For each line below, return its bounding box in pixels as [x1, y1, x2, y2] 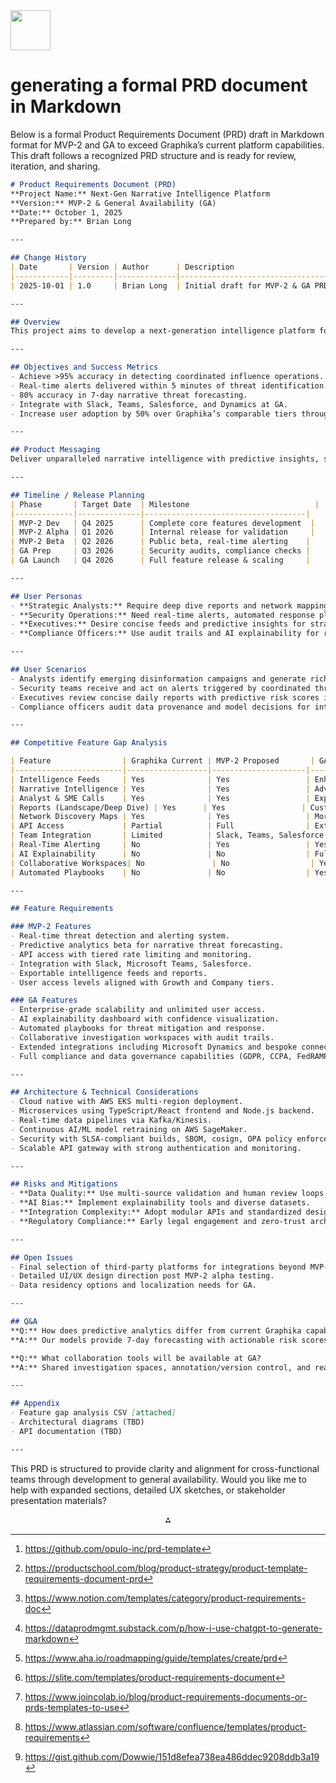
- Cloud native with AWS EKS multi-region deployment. [10, 1097, 244, 1107]
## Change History [10, 253, 87, 263]
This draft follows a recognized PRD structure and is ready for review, [10, 149, 297, 161]
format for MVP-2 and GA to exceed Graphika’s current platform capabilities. [10, 139, 325, 151]
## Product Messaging [10, 445, 101, 455]
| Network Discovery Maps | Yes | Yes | [10, 812, 311, 822]
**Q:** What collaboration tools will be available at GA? [10, 1353, 262, 1363]
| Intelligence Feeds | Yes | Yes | [10, 774, 311, 784]
